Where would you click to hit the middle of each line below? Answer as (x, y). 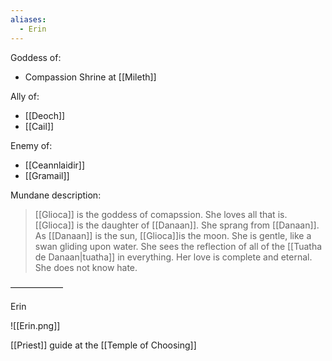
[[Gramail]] (47, 175)
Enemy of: (31, 145)
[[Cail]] (39, 126)
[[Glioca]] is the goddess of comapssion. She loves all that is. (161, 214)
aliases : (28, 19)
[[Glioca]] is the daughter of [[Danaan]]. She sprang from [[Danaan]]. (177, 225)
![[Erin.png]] (35, 325)
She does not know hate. (86, 267)
